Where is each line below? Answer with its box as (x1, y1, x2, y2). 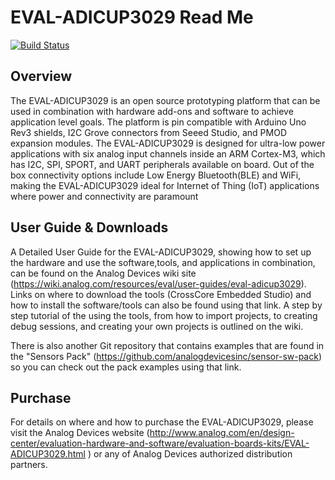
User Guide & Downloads (10, 219, 169, 236)
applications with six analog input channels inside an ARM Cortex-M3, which (10, 147, 326, 160)
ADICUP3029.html (10, 448, 86, 460)
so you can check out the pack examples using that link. (10, 361, 242, 373)
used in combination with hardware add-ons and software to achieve (10, 105, 294, 117)
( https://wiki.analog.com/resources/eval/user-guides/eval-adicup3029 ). (10, 277, 307, 290)
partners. (10, 459, 48, 471)
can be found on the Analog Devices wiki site (10, 267, 197, 279)
